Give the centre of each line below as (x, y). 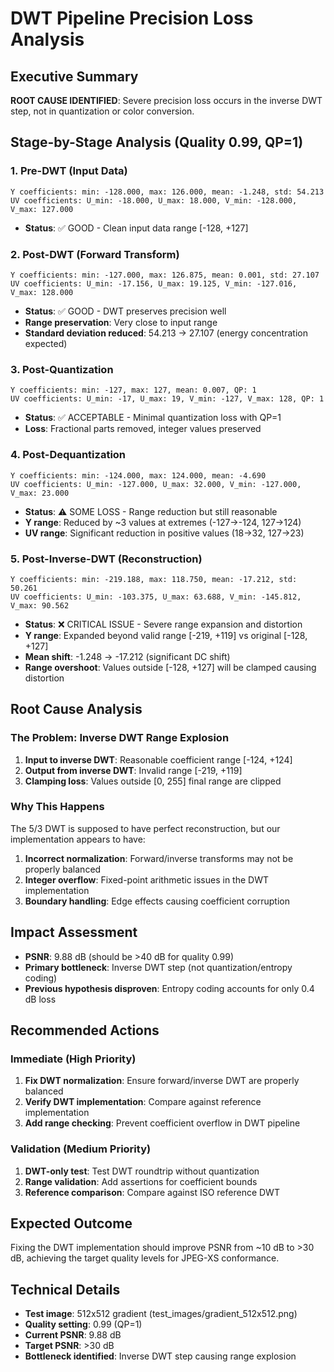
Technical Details (65, 1289)
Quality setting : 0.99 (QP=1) (83, 1324)
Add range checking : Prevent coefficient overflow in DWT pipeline (162, 1123)
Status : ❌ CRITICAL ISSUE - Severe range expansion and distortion (163, 624)
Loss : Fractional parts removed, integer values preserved (143, 429)
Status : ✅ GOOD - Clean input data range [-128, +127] (136, 228)
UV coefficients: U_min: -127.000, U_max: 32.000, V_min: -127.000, (156, 484)
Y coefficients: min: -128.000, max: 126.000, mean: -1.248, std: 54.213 (167, 192)
